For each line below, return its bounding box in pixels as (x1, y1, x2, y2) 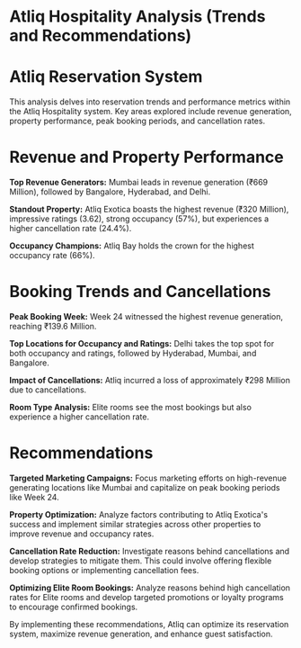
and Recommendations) (9, 25, 192, 46)
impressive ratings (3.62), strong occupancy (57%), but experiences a (9, 213, 270, 224)
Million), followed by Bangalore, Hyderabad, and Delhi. (9, 186, 211, 197)
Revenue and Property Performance (9, 147, 285, 167)
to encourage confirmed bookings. (9, 601, 138, 612)
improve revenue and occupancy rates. (9, 528, 155, 539)
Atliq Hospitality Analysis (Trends (9, 6, 266, 27)
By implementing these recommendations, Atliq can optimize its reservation (9, 618, 289, 629)
